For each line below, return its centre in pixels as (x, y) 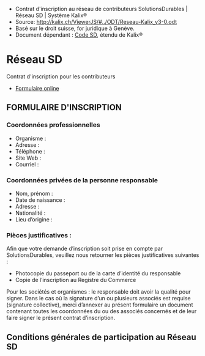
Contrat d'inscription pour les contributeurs (61, 76)
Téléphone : (30, 151)
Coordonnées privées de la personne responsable (82, 180)
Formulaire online (37, 88)
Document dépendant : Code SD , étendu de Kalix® (79, 35)
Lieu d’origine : (34, 219)
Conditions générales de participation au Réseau (101, 337)
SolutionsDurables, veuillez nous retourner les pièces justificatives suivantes (103, 255)
